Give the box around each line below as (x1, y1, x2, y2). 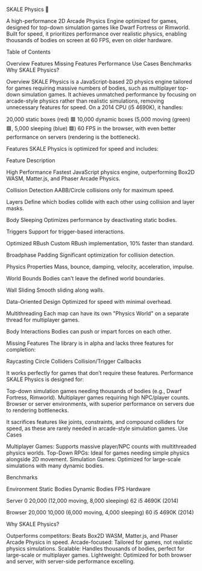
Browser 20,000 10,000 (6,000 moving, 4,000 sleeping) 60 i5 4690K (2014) (6, 509, 194, 516)
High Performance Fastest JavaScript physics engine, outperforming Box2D (6, 169, 195, 175)
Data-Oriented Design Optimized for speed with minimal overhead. (6, 298, 172, 305)
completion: (6, 346, 36, 353)
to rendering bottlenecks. (6, 407, 69, 414)
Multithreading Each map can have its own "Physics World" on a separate (6, 310, 189, 317)
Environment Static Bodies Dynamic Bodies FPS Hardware (6, 485, 151, 493)
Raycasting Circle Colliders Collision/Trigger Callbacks (6, 358, 142, 365)
